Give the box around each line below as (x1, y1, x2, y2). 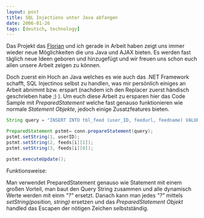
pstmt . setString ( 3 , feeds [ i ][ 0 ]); (6, 145, 94, 151)
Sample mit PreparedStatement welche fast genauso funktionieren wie (6, 99, 183, 107)
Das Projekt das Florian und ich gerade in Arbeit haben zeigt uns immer (6, 42, 185, 50)
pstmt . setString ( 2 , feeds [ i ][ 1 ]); (6, 139, 94, 145)
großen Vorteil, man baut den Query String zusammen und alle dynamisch (6, 185, 192, 193)
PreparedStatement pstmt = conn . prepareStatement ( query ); (6, 128, 154, 134)
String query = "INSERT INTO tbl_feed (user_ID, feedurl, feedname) (6, 117, 183, 124)
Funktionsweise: (6, 167, 47, 174)
